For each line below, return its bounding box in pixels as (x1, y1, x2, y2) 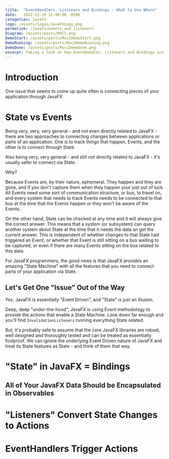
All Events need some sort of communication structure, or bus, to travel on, (5, 190, 162, 196)
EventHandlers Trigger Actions (5, 443, 138, 454)
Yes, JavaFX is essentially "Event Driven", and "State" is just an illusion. (5, 297, 154, 303)
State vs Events (5, 111, 72, 123)
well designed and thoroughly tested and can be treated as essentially (5, 332, 152, 339)
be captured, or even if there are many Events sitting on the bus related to (5, 242, 159, 248)
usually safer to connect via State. (5, 159, 76, 165)
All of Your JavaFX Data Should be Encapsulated (5, 381, 161, 390)
